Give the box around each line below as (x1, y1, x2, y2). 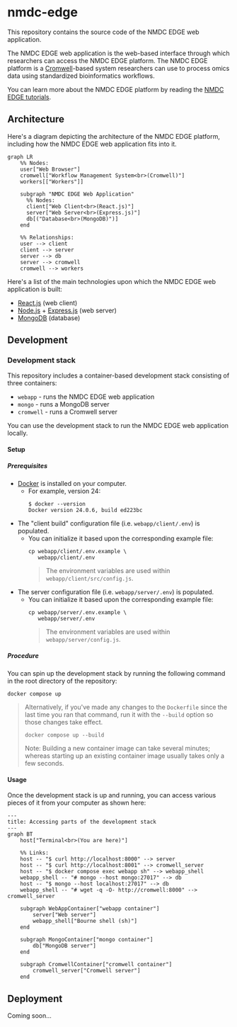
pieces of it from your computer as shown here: (7, 798, 146, 807)
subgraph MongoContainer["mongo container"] (20, 936, 154, 943)
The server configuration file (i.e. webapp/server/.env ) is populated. (17, 588, 214, 596)
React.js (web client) (17, 298, 78, 307)
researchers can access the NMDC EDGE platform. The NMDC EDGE (7, 56, 208, 64)
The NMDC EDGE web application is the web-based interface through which (7, 49, 230, 57)
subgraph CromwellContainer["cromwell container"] (20, 961, 173, 968)
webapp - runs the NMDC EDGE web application (17, 392, 155, 401)
